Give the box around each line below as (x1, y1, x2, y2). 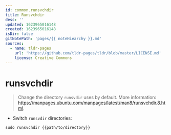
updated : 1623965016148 (5, 22, 56, 27)
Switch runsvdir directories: (12, 115, 72, 121)
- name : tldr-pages (10, 46, 52, 51)
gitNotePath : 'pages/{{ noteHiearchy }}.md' (5, 36, 102, 42)
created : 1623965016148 (5, 27, 56, 32)
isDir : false (5, 31, 33, 36)
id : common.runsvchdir (5, 7, 54, 13)
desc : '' (5, 17, 24, 22)
